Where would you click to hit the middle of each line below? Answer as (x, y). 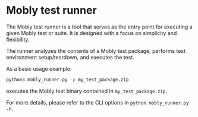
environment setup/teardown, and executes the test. (70, 57)
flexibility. (18, 39)
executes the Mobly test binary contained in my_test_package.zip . (87, 91)
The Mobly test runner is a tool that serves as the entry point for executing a (99, 27)
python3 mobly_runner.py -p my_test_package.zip (67, 80)
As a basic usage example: (39, 68)
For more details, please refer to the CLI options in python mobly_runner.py (98, 102)
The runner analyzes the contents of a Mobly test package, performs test (96, 50)
